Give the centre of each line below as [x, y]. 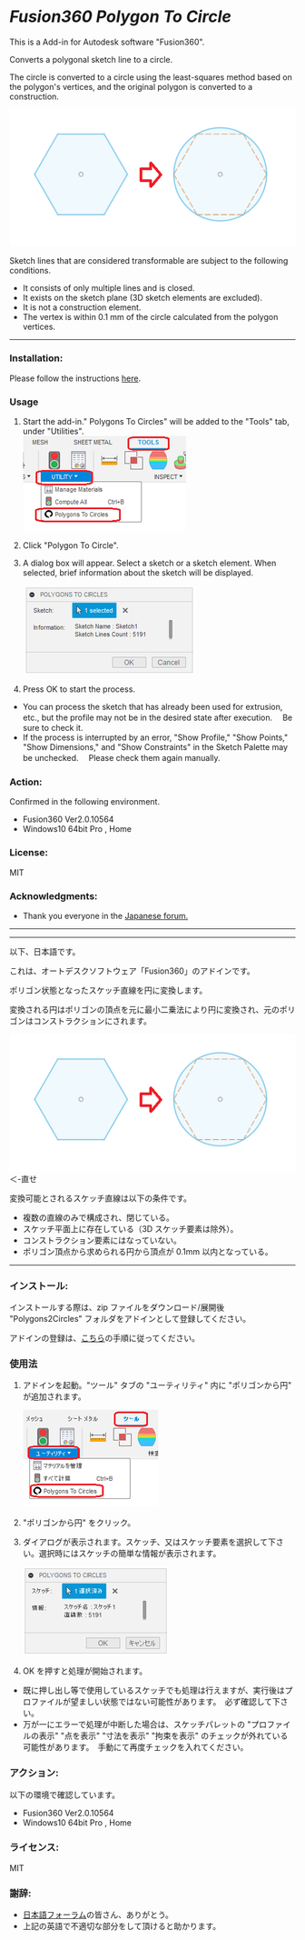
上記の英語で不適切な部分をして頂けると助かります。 [121, 1926]
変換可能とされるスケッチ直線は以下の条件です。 [101, 1198]
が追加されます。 [54, 1396]
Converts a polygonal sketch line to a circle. [91, 59]
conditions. [30, 270]
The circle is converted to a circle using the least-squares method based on [151, 77]
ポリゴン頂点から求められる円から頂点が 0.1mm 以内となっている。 [148, 1251]
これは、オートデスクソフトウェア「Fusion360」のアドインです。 [133, 971]
